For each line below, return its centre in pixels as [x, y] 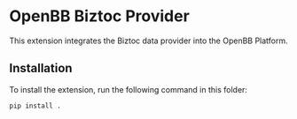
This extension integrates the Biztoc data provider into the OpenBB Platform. [148, 41]
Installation [41, 68]
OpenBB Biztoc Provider [100, 16]
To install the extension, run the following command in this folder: [129, 89]
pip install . [35, 106]
